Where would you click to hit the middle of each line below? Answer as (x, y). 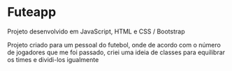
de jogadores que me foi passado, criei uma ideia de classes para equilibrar (116, 52)
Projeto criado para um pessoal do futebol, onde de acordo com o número (114, 45)
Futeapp (32, 12)
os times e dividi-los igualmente (53, 59)
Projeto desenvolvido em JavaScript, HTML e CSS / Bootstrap (96, 31)
